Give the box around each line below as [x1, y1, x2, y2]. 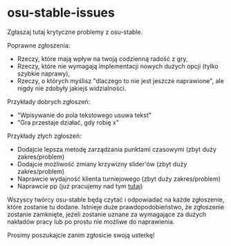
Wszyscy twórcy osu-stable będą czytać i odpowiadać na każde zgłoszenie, [7, 195, 225, 204]
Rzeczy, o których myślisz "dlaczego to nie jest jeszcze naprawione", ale [17, 76, 225, 85]
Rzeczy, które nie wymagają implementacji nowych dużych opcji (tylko [17, 62, 219, 70]
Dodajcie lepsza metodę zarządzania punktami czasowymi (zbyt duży [17, 145, 216, 153]
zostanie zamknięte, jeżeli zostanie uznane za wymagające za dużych [7, 210, 207, 218]
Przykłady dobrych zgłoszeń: [7, 97, 91, 105]
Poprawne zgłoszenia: [7, 41, 71, 49]
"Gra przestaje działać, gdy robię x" [17, 118, 120, 126]
